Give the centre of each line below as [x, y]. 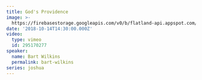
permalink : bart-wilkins [43, 62]
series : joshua [25, 68]
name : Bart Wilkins [36, 57]
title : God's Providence [37, 12]
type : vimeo [27, 40]
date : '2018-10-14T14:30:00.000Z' [50, 29]
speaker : [17, 51]
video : [14, 34]
